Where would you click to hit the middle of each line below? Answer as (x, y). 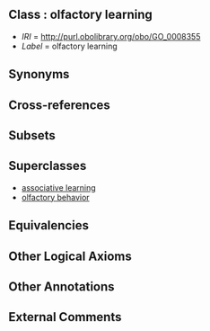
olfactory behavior (56, 197)
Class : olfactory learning (81, 15)
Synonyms (39, 74)
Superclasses (48, 166)
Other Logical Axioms (70, 256)
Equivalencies (48, 225)
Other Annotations (61, 286)
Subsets (32, 135)
